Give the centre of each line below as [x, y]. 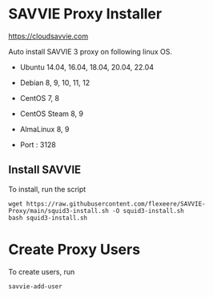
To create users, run [42, 271]
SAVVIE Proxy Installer [85, 14]
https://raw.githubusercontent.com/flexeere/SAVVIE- [116, 204]
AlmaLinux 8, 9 [44, 129]
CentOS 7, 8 [40, 98]
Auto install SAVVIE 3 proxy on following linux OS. [90, 51]
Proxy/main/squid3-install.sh [59, 211]
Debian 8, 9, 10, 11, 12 [55, 82]
